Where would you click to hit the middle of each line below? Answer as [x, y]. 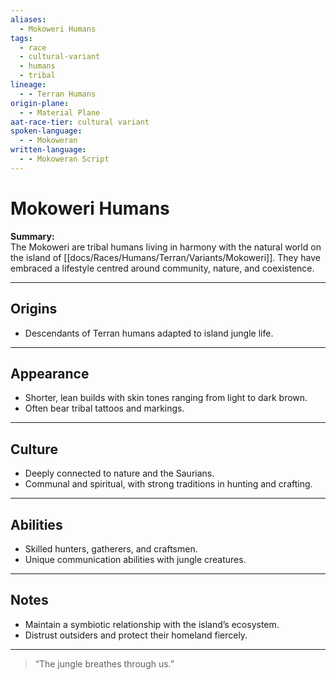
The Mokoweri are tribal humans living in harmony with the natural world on [166, 247]
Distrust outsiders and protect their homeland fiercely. [136, 635]
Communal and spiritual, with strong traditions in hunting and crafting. [168, 484]
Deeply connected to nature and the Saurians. [119, 473]
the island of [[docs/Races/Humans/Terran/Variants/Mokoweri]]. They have [165, 257]
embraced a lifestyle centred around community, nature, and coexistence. [162, 268]
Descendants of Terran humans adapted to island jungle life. [149, 333]
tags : [21, 38]
